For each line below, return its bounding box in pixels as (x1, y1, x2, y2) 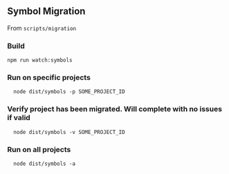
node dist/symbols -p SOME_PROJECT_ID (13, 88, 126, 95)
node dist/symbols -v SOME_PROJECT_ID (13, 128, 126, 135)
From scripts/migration (7, 23, 77, 32)
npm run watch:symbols (7, 57, 73, 64)
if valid (7, 113, 31, 123)
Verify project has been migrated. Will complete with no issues (7, 104, 223, 114)
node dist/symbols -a (13, 160, 76, 167)
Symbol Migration (7, 6, 86, 17)
